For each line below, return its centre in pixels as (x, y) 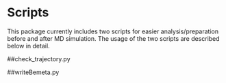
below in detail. (28, 46)
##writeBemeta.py (33, 72)
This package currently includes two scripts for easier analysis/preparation (113, 31)
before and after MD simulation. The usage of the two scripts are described (114, 38)
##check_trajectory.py (39, 59)
